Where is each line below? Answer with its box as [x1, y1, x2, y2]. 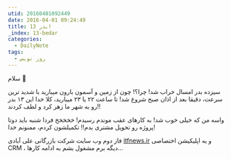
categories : [8, 36, 42, 43]
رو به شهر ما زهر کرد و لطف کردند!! [8, 102, 101, 111]
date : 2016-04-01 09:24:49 [8, 17, 86, 24]
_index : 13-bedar [8, 29, 58, 37]
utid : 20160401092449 [8, 10, 71, 17]
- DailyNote [14, 42, 49, 49]
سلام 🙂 [8, 74, 26, 82]
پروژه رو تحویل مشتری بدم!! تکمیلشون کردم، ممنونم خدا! [8, 122, 155, 131]
